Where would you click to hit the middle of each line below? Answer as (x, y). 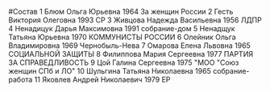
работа (21, 80)
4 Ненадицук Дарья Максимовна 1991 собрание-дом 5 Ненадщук (122, 28)
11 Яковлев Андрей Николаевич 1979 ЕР (102, 80)
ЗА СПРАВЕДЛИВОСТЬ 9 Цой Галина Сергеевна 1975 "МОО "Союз (124, 62)
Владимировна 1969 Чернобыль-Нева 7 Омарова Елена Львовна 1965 (130, 46)
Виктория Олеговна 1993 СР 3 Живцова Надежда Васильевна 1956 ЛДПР (135, 20)
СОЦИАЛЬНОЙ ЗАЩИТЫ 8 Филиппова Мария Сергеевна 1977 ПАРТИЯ (131, 54)
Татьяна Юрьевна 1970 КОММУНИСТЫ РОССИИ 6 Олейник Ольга (122, 37)
